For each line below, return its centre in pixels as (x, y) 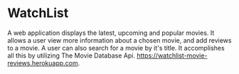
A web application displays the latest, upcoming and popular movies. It (111, 33)
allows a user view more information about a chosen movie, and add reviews (119, 40)
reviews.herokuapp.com (43, 63)
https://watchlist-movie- (172, 55)
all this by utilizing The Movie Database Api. (71, 55)
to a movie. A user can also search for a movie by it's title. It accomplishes (116, 48)
